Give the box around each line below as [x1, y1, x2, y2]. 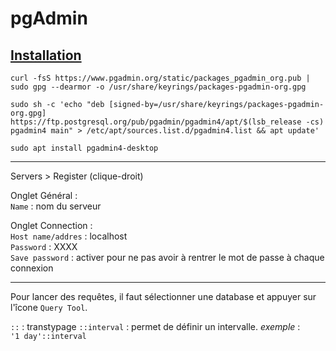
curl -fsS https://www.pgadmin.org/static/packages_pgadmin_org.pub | [10, 73, 311, 83]
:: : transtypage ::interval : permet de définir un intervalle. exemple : [10, 321, 301, 332]
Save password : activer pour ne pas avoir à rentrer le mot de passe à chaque [10, 252, 325, 263]
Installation [10, 47, 82, 64]
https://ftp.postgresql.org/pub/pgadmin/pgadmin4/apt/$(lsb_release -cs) [10, 117, 325, 127]
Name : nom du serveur [10, 200, 102, 212]
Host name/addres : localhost [10, 230, 128, 242]
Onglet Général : [10, 190, 78, 201]
